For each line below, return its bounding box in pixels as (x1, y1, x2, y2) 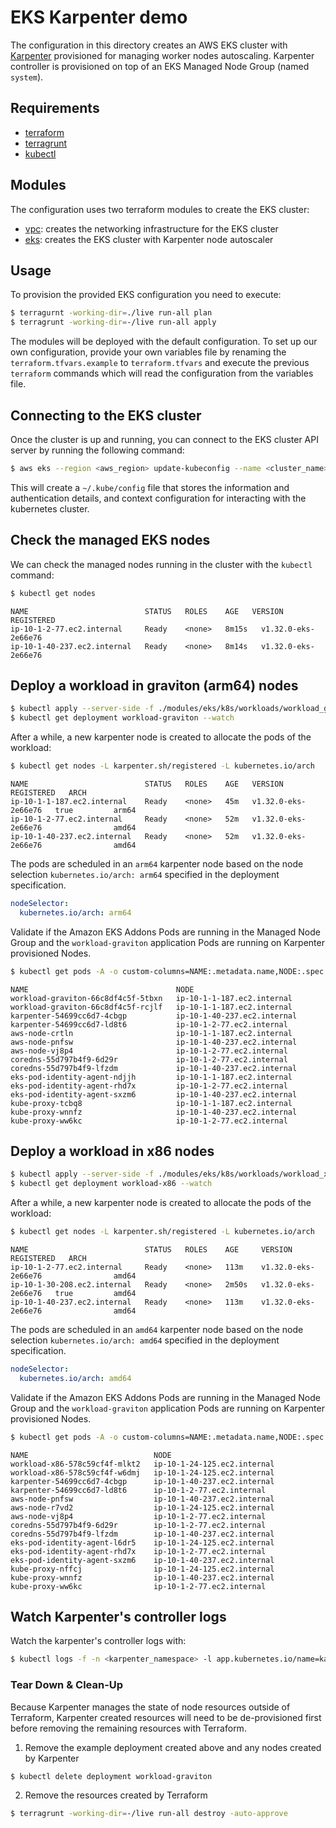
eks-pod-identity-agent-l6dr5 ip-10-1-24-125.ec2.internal (10, 1537, 275, 1548)
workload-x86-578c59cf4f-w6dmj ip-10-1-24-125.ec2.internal (10, 1467, 275, 1478)
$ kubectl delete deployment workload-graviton (10, 1771, 213, 1781)
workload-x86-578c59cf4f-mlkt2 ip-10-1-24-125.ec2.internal (10, 1459, 275, 1469)
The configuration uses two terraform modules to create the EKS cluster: (10, 203, 310, 215)
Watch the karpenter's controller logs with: (10, 1635, 187, 1647)
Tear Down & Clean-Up (10, 1678, 124, 1692)
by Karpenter (24, 1752, 80, 1764)
